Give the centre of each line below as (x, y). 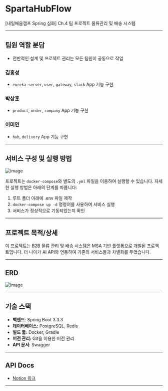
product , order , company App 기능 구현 (50, 110)
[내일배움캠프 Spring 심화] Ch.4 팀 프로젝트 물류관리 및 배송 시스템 (70, 23)
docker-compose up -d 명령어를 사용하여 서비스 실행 (63, 205)
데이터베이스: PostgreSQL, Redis (45, 326)
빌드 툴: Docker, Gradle (36, 332)
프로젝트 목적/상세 (31, 233)
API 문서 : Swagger (31, 344)
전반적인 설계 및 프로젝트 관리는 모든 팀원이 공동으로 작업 (68, 58)
